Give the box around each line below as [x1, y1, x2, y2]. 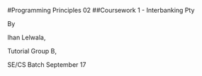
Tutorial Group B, [7, 47, 57, 55]
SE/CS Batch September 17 [7, 61, 86, 69]
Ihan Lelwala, [7, 33, 46, 42]
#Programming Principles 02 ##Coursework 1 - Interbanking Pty [7, 6, 195, 14]
